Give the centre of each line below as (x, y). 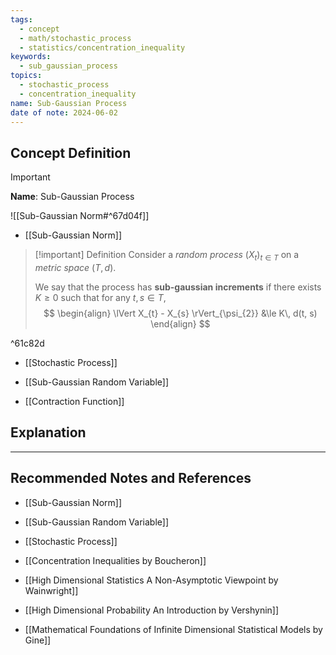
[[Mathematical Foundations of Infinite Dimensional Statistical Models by (173, 629)
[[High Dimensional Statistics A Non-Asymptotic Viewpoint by (151, 580)
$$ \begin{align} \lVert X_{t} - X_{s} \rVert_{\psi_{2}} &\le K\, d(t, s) (180, 313)
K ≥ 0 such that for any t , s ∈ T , (100, 297)
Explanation (48, 432)
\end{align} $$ (180, 323)
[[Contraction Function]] (74, 401)
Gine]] (38, 640)
